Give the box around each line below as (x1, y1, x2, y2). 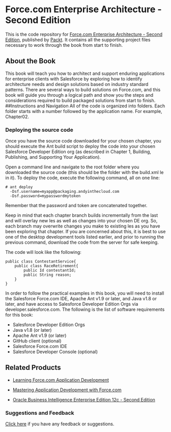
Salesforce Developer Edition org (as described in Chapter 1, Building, (5, 149, 152, 155)
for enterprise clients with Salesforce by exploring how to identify (5, 75, 142, 82)
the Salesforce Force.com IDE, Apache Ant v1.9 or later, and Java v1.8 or (5, 296, 157, 302)
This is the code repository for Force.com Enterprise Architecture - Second (5, 31, 163, 37)
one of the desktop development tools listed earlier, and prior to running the (5, 234, 164, 240)
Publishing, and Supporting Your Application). (5, 154, 101, 160)
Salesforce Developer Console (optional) (12, 349, 98, 355)
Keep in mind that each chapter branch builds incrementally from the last (5, 212, 158, 218)
